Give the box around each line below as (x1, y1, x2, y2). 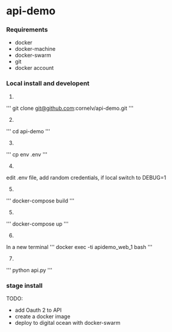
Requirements (6, 26, 48, 34)
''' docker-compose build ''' (6, 197, 75, 204)
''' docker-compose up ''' (6, 220, 69, 228)
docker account (14, 64, 54, 72)
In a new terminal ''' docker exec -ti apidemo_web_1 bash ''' (6, 243, 153, 250)
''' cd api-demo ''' (6, 127, 51, 135)
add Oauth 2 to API (14, 306, 62, 314)
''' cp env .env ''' (6, 150, 48, 158)
